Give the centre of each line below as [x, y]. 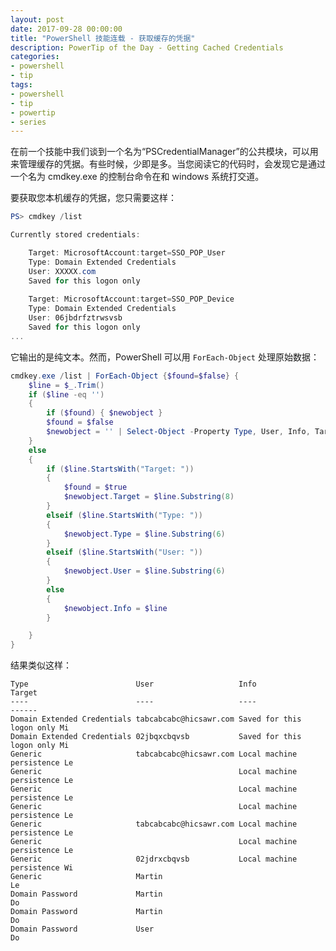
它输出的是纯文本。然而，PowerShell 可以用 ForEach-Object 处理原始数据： [165, 357]
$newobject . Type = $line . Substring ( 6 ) [144, 534]
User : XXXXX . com [62, 271]
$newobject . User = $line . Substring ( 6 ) [144, 571]
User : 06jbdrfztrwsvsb [75, 318]
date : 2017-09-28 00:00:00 [66, 29]
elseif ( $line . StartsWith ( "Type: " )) [124, 515]
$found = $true [95, 487]
